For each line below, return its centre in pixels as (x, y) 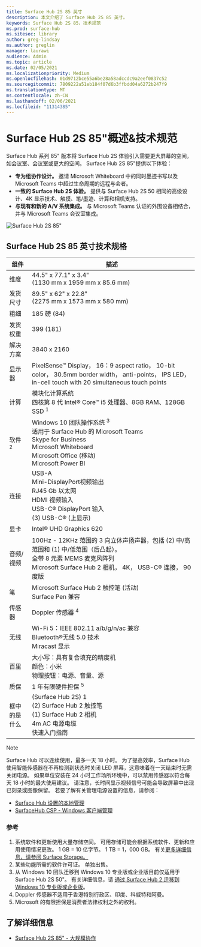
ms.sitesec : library (32, 34)
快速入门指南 (50, 733)
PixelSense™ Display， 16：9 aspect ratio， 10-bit (103, 366)
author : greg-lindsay (33, 40)
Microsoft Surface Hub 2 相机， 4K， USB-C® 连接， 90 (112, 567)
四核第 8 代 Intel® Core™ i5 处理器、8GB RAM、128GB (109, 402)
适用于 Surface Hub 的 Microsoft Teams (88, 431)
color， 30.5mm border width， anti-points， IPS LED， (111, 375)
